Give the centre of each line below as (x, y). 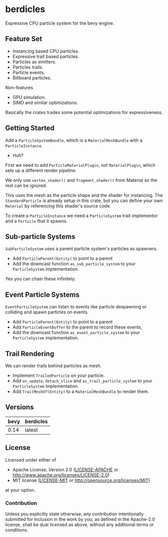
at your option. (20, 490)
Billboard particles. (32, 78)
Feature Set (24, 39)
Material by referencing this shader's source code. (58, 206)
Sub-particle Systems (40, 236)
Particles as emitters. (34, 62)
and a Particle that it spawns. (36, 221)
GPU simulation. (29, 97)
